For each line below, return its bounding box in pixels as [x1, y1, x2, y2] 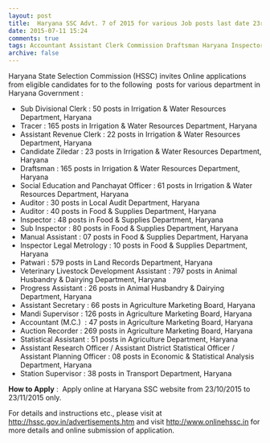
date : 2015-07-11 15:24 [8, 27, 88, 35]
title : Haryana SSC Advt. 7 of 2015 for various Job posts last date [8, 19, 250, 27]
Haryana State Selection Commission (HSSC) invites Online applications [8, 72, 247, 80]
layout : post [8, 11, 52, 20]
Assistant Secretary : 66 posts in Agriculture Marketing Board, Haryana [19, 301, 256, 310]
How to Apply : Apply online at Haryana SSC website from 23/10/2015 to [8, 384, 251, 394]
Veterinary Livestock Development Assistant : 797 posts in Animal [19, 266, 238, 276]
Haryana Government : [8, 88, 84, 97]
